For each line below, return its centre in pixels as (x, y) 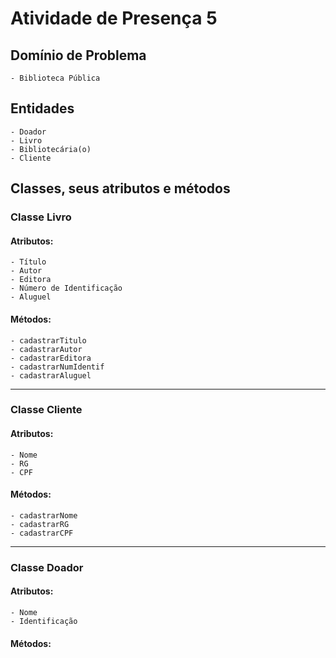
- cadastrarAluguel (51, 375)
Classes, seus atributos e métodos (120, 188)
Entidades (42, 108)
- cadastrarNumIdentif (57, 367)
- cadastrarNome (44, 515)
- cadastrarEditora (51, 358)
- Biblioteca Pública (55, 78)
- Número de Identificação (66, 288)
